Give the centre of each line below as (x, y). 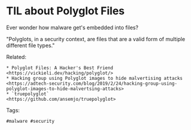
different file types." (30, 45)
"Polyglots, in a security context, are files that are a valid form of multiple (96, 39)
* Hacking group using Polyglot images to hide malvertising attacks (95, 78)
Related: (16, 57)
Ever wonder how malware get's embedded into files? (72, 27)
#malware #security (30, 121)
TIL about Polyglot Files (66, 11)
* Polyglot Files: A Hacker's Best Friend (60, 68)
